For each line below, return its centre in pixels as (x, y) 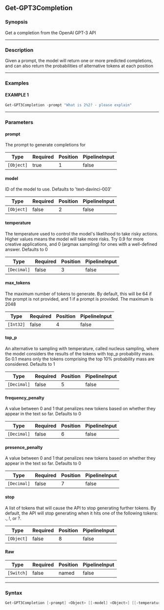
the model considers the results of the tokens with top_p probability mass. (80, 353)
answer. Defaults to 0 (26, 249)
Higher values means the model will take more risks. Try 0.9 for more (74, 239)
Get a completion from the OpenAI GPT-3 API (51, 33)
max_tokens (18, 283)
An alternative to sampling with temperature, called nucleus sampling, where (82, 348)
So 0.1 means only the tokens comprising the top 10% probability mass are (80, 359)
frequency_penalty (25, 398)
